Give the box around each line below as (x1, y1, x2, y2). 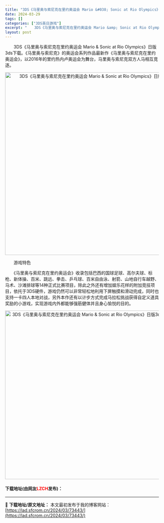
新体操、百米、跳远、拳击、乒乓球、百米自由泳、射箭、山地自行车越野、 (13, 276, 159, 282)
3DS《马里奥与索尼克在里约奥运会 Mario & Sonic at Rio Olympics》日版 (13, 44, 157, 49)
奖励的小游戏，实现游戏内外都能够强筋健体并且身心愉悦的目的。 (5, 301, 133, 306)
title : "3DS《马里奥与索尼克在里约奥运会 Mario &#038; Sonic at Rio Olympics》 (5, 7, 160, 12)
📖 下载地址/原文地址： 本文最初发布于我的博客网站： (5, 502, 111, 508)
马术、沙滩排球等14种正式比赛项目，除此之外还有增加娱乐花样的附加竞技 (5, 282, 151, 288)
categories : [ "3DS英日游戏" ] (5, 21, 61, 26)
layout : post (5, 30, 32, 35)
